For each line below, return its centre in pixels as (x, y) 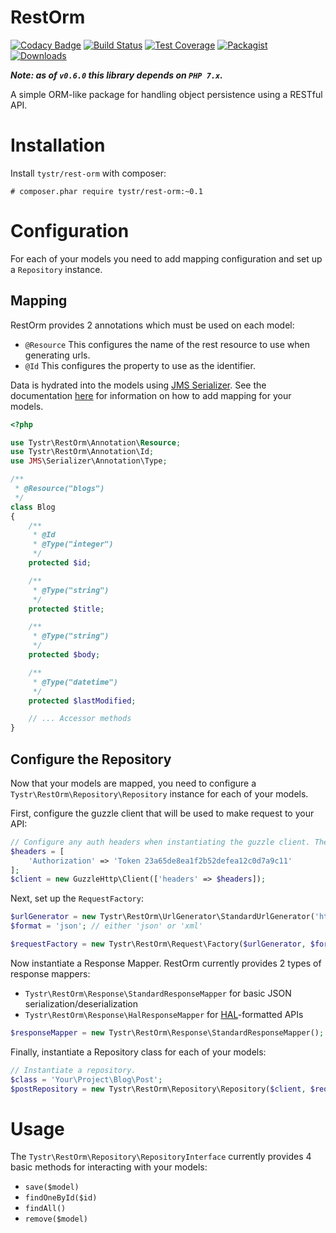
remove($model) (56, 1219)
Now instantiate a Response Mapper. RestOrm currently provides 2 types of (166, 963)
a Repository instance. (56, 269)
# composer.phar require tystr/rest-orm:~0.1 (106, 191)
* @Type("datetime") (75, 682)
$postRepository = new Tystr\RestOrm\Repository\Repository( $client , (158, 1089)
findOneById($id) (61, 1198)
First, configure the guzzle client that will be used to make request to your (162, 813)
